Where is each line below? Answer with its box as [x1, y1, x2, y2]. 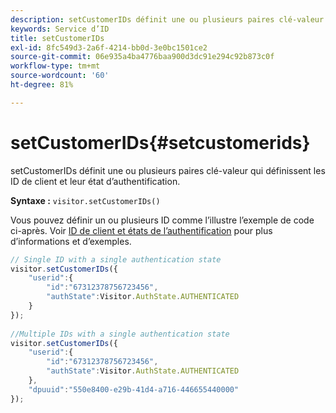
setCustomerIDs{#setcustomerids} [10, 131, 311, 154]
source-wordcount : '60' [10, 71, 110, 81]
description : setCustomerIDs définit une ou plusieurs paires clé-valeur [10, 14, 325, 25]
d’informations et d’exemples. [10, 235, 132, 247]
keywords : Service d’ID [10, 24, 110, 34]
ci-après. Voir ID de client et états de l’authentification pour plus [10, 224, 273, 236]
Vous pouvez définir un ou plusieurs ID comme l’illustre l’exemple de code [10, 214, 315, 226]
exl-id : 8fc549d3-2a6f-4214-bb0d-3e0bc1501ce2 [10, 42, 208, 53]
